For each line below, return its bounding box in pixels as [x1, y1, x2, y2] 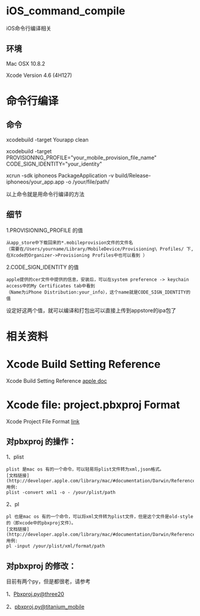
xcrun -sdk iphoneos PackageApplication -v [6, 172, 114, 179]
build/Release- [115, 172, 151, 179]
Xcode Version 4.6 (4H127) [6, 72, 73, 79]
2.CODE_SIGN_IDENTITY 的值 [6, 264, 79, 271]
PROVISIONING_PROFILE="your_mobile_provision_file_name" [6, 154, 157, 161]
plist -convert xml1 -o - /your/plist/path [6, 490, 116, 496]
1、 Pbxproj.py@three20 [6, 590, 64, 598]
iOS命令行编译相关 [6, 24, 52, 32]
